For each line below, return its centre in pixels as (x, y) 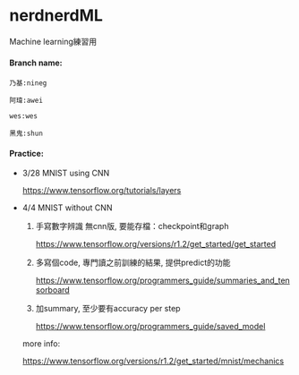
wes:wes (24, 116)
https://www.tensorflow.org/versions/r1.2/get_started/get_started (155, 244)
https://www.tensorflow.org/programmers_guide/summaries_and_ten (163, 281)
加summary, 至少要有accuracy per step (108, 309)
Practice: (27, 153)
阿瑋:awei (26, 101)
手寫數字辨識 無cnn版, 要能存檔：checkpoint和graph (132, 226)
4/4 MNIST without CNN (67, 208)
